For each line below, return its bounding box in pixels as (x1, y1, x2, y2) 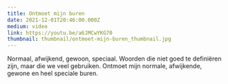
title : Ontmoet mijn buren (7, 10, 85, 17)
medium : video (7, 23, 48, 30)
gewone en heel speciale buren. (7, 70, 98, 78)
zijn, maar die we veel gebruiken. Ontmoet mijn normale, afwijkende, (7, 62, 202, 70)
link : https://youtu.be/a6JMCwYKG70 (7, 29, 113, 36)
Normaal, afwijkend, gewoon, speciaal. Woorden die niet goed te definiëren (7, 54, 222, 63)
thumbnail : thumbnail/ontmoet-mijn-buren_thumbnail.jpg (7, 36, 171, 43)
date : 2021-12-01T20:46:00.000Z (7, 17, 100, 23)
